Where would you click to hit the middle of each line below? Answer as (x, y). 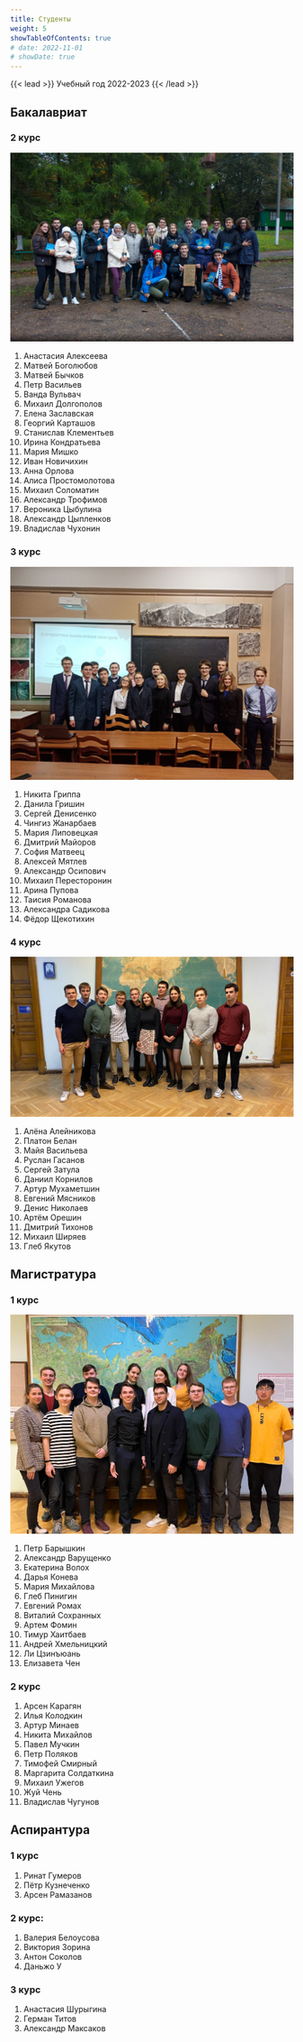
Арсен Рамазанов (58, 1894)
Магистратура (53, 1274)
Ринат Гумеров (52, 1875)
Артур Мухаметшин (61, 1188)
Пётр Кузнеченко (57, 1885)
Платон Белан (50, 1140)
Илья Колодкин (53, 1715)
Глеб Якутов (47, 1246)
